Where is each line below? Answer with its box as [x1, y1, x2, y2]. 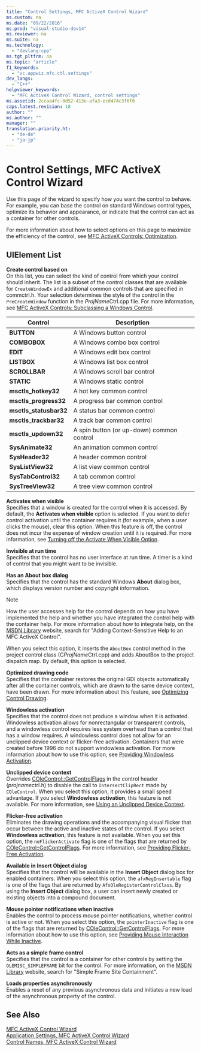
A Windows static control [73, 377, 144, 386]
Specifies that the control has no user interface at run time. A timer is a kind [6, 553, 193, 561]
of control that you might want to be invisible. [6, 560, 118, 567]
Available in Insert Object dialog [6, 862, 87, 869]
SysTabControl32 [9, 472, 60, 480]
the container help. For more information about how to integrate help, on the [6, 620, 194, 627]
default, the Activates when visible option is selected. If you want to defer [6, 510, 190, 517]
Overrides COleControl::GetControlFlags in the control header [6, 775, 159, 782]
